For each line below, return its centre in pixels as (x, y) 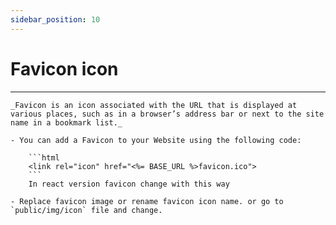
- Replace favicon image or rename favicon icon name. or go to (147, 201)
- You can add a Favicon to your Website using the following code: (156, 140)
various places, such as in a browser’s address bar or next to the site (167, 114)
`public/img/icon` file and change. (86, 210)
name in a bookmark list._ (66, 122)
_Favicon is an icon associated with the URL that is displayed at (154, 105)
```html (44, 157)
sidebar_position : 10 (55, 19)
